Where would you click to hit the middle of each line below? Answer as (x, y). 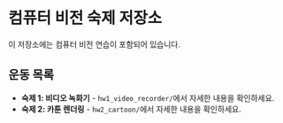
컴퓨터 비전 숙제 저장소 (85, 18)
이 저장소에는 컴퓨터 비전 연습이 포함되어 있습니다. (95, 44)
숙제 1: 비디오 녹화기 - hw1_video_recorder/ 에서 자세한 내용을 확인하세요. (148, 97)
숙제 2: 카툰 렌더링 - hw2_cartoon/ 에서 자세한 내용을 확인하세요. (131, 109)
